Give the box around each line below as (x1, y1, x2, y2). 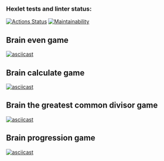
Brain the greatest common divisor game (6, 100, 158, 110)
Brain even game (6, 35, 69, 45)
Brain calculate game (6, 68, 85, 78)
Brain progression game (6, 133, 95, 143)
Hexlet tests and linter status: (6, 5, 92, 13)
